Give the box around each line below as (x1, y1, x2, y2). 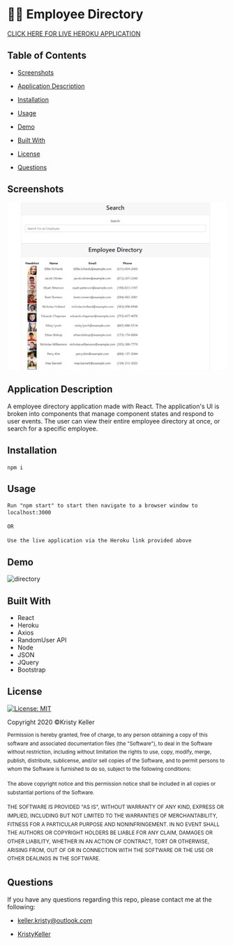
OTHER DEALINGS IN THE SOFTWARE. (7, 856, 101, 863)
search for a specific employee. (7, 424, 98, 433)
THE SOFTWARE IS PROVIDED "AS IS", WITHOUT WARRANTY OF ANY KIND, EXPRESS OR (7, 804, 225, 811)
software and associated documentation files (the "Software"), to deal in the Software (7, 740, 213, 747)
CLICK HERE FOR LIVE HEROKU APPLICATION (7, 29, 141, 38)
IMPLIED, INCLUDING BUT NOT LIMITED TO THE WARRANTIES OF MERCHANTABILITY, (7, 812, 218, 820)
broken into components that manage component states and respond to (7, 409, 214, 418)
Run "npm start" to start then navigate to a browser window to (7, 503, 198, 510)
